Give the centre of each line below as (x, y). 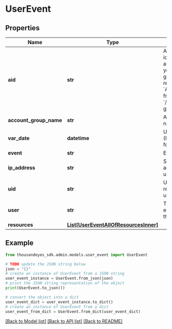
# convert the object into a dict (42, 297)
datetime (78, 138)
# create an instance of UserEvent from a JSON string (65, 274)
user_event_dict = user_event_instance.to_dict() (59, 302)
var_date (19, 138)
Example (19, 243)
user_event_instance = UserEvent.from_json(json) (59, 278)
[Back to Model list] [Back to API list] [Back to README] (64, 321)
